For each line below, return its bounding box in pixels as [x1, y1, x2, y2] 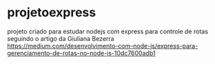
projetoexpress [7, 5, 96, 20]
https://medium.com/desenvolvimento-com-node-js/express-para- [7, 42, 198, 50]
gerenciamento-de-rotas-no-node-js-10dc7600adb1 [7, 49, 156, 57]
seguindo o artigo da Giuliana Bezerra [7, 34, 115, 42]
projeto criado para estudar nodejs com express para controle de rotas [7, 27, 209, 35]
